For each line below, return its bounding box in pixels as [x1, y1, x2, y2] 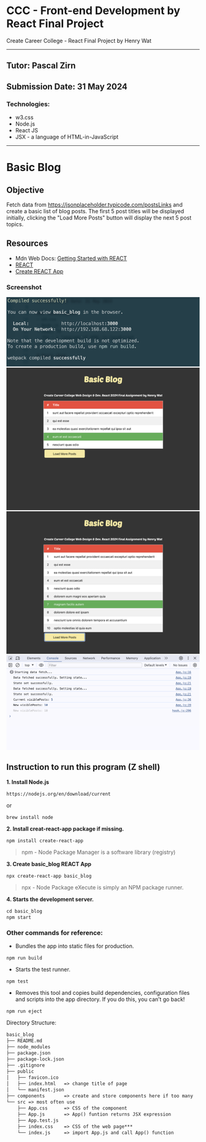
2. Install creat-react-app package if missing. [6, 825, 124, 832]
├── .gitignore [6, 1062, 45, 1068]
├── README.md [6, 1037, 43, 1044]
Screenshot [6, 283, 42, 291]
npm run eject [6, 1008, 43, 1014]
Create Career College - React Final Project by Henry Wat [6, 37, 152, 44]
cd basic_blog [6, 908, 43, 914]
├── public [6, 1068, 34, 1075]
